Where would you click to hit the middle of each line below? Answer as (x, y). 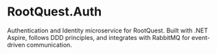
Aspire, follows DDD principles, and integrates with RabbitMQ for (99, 37)
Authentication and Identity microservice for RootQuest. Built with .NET (107, 30)
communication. (49, 45)
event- (201, 37)
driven (16, 45)
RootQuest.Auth (54, 12)
